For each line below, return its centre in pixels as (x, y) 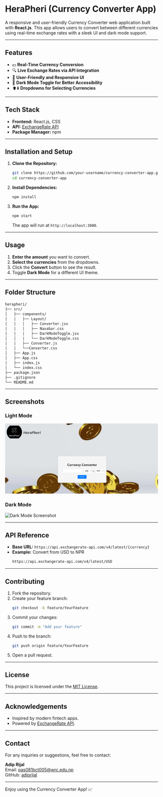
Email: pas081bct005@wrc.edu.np (39, 770)
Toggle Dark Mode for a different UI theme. (55, 272)
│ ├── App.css (21, 358)
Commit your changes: (35, 617)
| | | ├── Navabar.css (34, 329)
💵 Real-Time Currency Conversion (48, 64)
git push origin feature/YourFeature (50, 646)
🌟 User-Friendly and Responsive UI (48, 77)
